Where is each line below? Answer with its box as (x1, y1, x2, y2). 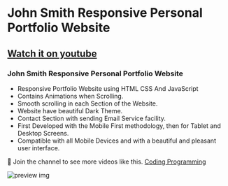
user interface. (17, 143, 60, 152)
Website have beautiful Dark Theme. (17, 106, 123, 115)
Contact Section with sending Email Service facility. (17, 114, 166, 122)
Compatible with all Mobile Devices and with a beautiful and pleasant (17, 136, 217, 145)
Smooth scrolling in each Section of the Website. (17, 99, 158, 108)
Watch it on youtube (7, 48, 97, 59)
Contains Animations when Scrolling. (17, 92, 124, 100)
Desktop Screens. (17, 129, 69, 137)
